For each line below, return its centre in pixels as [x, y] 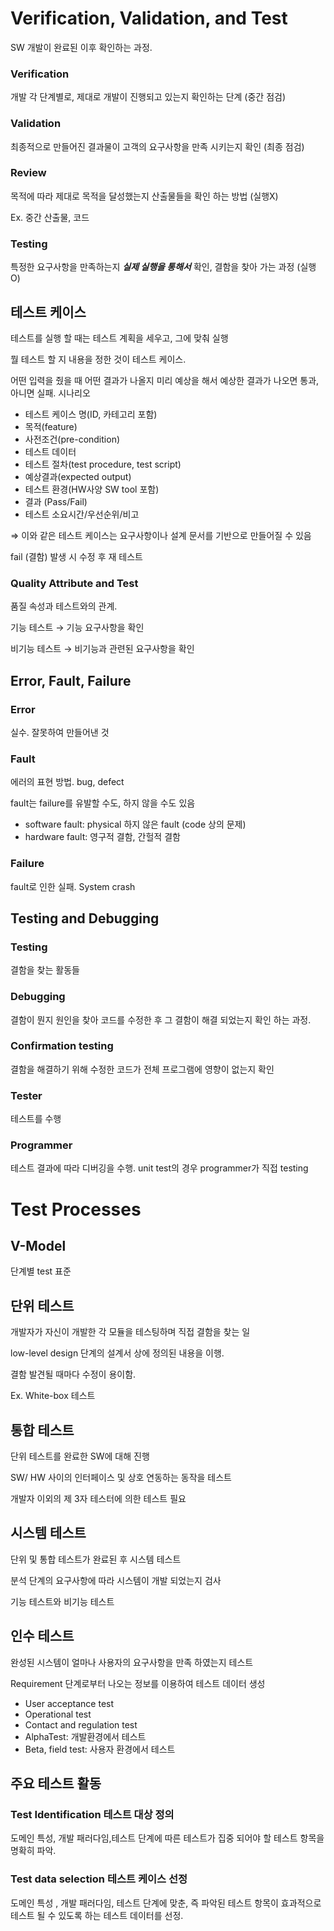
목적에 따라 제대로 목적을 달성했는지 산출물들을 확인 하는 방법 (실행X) [144, 196]
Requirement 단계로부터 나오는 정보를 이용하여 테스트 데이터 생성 [138, 1683]
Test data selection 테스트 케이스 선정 [99, 1879]
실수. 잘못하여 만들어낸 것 [60, 732]
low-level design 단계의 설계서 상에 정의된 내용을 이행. [117, 1353]
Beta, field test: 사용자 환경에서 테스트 [100, 1749]
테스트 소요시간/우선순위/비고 [82, 514]
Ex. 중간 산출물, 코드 [50, 217]
